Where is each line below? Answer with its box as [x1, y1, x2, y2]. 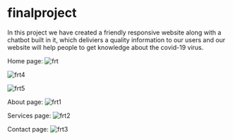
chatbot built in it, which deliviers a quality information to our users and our [7, 35, 226, 44]
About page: [7, 97, 44, 106]
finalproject [7, 5, 77, 21]
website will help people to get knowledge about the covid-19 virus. [7, 43, 204, 51]
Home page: [7, 56, 44, 65]
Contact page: [7, 125, 49, 133]
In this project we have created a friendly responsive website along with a [7, 28, 222, 37]
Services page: [7, 111, 52, 120]
